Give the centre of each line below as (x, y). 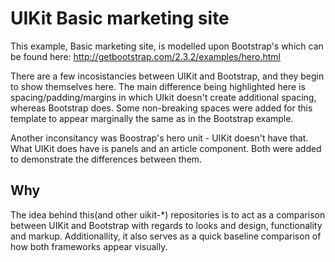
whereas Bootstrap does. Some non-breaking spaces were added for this (161, 108)
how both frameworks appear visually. (89, 246)
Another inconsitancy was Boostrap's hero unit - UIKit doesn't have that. (159, 138)
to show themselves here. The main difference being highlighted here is (158, 86)
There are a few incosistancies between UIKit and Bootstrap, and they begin (167, 76)
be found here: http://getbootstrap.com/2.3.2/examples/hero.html (145, 56)
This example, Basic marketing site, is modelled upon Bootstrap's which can (167, 46)
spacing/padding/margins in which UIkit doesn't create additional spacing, (163, 97)
